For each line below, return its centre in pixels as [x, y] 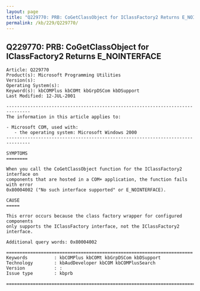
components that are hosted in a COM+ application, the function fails [97, 179]
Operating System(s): [33, 86]
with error [20, 185]
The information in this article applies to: [63, 117]
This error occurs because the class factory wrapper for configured [94, 216]
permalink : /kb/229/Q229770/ [42, 23]
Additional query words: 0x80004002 [51, 242]
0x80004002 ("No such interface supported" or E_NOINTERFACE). [86, 190]
